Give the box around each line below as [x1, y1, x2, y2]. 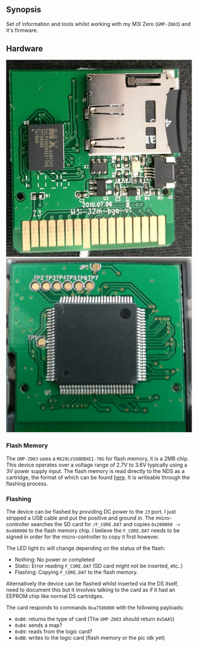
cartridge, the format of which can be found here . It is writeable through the [6, 474, 190, 481]
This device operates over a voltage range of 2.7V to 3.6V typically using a [6, 461, 187, 468]
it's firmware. [6, 27, 38, 34]
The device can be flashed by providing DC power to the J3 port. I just [6, 508, 176, 515]
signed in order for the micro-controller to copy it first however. [6, 533, 160, 540]
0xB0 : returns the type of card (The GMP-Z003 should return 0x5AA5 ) [14, 616, 175, 623]
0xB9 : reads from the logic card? [14, 628, 93, 635]
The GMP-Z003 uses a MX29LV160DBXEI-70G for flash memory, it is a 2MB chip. [6, 455, 189, 462]
